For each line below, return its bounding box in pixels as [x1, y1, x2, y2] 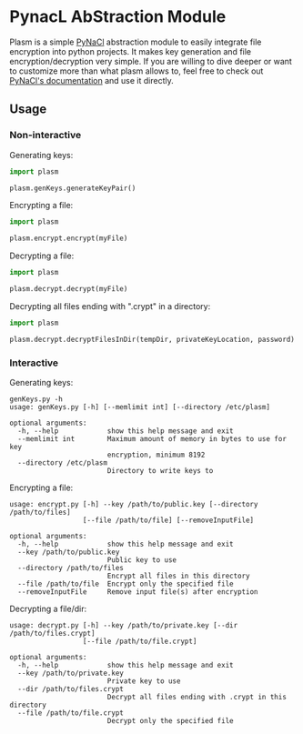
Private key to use [106, 676, 181, 686]
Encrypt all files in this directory [106, 571, 250, 580]
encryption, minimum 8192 [106, 450, 206, 459]
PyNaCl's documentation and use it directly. [9, 75, 175, 85]
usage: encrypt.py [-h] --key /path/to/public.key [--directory [9, 499, 258, 508]
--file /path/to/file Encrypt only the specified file [17, 579, 234, 588]
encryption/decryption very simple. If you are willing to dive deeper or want [9, 55, 293, 66]
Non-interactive [9, 129, 82, 142]
